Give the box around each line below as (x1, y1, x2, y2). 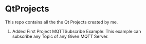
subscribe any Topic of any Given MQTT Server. (12, 33, 109, 39)
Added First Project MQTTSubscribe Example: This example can (12, 28, 141, 34)
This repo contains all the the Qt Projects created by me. (5, 19, 118, 25)
